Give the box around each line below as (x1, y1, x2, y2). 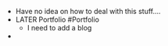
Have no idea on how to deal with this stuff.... (15, 7, 162, 16)
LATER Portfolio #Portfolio (15, 15, 100, 24)
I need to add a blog (27, 23, 92, 32)
